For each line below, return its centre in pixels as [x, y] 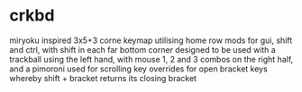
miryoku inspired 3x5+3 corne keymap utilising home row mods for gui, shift [151, 40]
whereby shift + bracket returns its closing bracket [103, 78]
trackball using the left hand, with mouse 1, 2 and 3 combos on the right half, [151, 59]
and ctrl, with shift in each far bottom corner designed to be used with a [143, 49]
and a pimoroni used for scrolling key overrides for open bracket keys [138, 69]
